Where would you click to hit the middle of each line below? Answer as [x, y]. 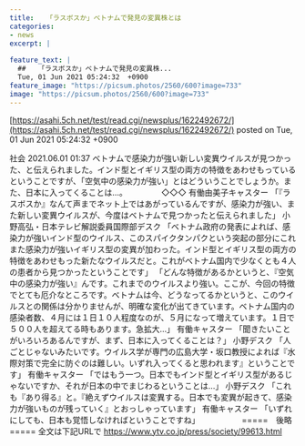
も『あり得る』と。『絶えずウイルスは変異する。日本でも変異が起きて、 [143, 397]
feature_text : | [40, 60]
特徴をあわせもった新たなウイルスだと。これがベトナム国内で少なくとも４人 [153, 260]
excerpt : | [30, 43]
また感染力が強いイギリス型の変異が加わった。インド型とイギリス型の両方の [153, 249]
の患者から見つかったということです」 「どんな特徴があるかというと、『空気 [152, 272]
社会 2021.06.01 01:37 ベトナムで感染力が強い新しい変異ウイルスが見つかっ [151, 158]
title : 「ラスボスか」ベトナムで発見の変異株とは [96, 18]
